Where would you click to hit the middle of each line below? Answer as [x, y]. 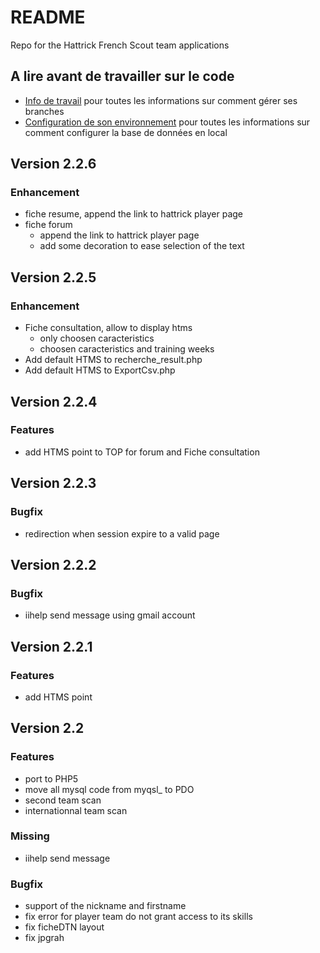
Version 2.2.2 [53, 564]
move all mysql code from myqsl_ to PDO [109, 789]
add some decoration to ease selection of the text [142, 246]
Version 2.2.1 [51, 646]
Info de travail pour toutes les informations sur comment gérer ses [161, 100]
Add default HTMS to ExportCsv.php [100, 370]
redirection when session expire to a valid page [122, 533]
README [48, 17]
